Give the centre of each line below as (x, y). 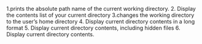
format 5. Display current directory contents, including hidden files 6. (93, 28)
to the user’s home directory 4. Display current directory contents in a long (101, 21)
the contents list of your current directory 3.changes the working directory (100, 15)
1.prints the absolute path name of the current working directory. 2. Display (101, 9)
